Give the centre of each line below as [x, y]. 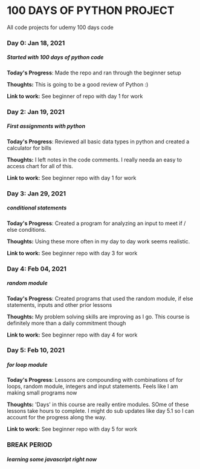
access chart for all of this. [40, 166]
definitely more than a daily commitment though [66, 323]
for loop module [27, 365]
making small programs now [42, 393]
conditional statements [37, 208]
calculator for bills [29, 148]
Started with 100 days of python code [55, 57]
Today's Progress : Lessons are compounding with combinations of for [95, 380]
